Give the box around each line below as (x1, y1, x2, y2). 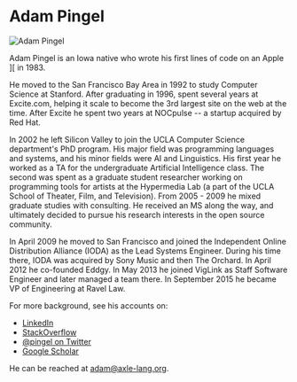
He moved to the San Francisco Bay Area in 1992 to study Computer (9, 79, 258, 90)
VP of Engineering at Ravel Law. (9, 283, 126, 293)
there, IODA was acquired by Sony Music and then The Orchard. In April (9, 254, 272, 265)
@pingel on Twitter (21, 336, 91, 347)
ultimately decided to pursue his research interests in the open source (9, 209, 265, 220)
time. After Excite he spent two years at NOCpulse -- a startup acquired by (9, 107, 282, 118)
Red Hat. (9, 117, 42, 128)
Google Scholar (21, 346, 80, 356)
